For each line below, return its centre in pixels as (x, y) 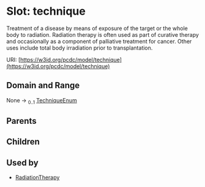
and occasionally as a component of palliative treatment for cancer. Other (99, 41)
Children (23, 142)
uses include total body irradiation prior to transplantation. (80, 48)
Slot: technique (46, 11)
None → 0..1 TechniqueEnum (42, 101)
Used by (22, 163)
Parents (21, 121)
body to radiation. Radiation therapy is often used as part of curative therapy (102, 34)
